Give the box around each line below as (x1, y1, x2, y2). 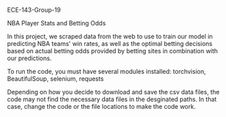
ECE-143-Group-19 (7, 6, 61, 14)
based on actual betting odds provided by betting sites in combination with (7, 47, 218, 55)
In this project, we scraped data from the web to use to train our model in (7, 32, 214, 40)
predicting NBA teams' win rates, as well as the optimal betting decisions (7, 40, 213, 47)
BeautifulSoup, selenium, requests (7, 75, 104, 83)
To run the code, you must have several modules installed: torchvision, (7, 68, 206, 75)
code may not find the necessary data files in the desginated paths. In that (7, 95, 217, 103)
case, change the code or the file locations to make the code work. (7, 103, 197, 110)
